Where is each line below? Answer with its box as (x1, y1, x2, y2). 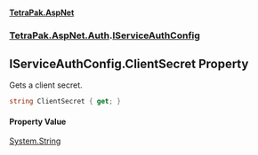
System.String (9, 136, 61, 146)
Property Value (9, 116, 67, 127)
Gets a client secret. (9, 80, 83, 90)
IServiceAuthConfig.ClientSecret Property (9, 56, 249, 71)
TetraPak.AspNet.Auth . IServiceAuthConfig (9, 29, 200, 42)
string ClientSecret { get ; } (9, 97, 122, 106)
